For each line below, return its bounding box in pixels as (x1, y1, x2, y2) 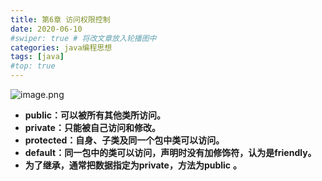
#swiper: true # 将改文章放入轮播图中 (10, 33, 157, 43)
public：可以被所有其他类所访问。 (24, 109, 166, 121)
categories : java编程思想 (10, 42, 113, 53)
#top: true (10, 61, 56, 71)
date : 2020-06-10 (10, 24, 83, 34)
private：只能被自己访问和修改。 (24, 122, 161, 133)
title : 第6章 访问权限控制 (10, 14, 111, 25)
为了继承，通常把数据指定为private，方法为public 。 (24, 159, 243, 171)
